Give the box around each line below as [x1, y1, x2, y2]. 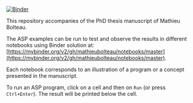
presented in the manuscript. [6, 72, 78, 79]
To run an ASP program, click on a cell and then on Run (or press [6, 84, 166, 91]
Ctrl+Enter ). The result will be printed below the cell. [6, 90, 138, 97]
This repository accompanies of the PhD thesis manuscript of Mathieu [6, 17, 180, 24]
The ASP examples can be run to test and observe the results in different [6, 35, 187, 42]
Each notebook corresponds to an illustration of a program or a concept [6, 66, 185, 73]
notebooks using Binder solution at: [6, 42, 95, 49]
